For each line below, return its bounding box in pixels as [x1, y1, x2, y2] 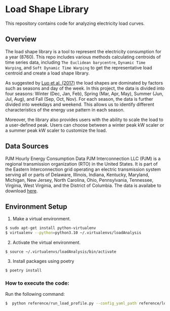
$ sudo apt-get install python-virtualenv [5, 225, 96, 231]
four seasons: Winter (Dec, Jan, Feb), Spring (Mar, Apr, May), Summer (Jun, [5, 90, 163, 97]
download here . [5, 187, 38, 193]
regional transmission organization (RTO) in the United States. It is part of [5, 161, 158, 167]
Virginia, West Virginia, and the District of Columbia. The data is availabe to [5, 182, 161, 188]
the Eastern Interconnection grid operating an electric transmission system [5, 166, 161, 172]
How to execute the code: [5, 280, 70, 287]
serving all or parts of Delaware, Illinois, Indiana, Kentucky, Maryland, [5, 171, 150, 178]
